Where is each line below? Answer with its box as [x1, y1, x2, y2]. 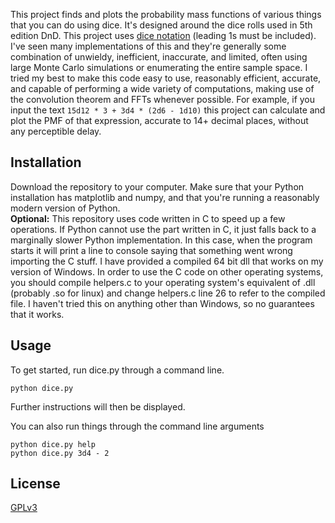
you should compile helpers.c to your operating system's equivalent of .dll [10, 276, 316, 288]
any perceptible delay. [10, 125, 102, 137]
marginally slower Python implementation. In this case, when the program [10, 234, 313, 246]
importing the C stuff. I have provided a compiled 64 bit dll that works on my [10, 255, 324, 267]
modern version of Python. [10, 202, 121, 214]
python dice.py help [10, 439, 97, 449]
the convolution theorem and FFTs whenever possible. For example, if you [10, 94, 316, 105]
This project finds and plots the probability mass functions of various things [10, 9, 322, 20]
